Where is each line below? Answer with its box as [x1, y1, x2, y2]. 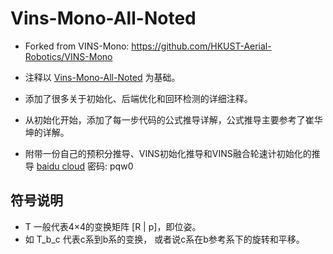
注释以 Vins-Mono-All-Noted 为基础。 [24, 71, 181, 83]
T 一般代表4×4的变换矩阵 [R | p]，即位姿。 [24, 220, 202, 232]
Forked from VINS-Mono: [24, 40, 130, 52]
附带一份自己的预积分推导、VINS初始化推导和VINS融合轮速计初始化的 [24, 147, 312, 159]
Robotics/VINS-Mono [24, 50, 113, 62]
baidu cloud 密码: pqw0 [36, 160, 134, 172]
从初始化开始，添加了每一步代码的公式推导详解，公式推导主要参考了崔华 [24, 113, 323, 126]
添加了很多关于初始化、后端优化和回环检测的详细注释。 [24, 92, 253, 104]
